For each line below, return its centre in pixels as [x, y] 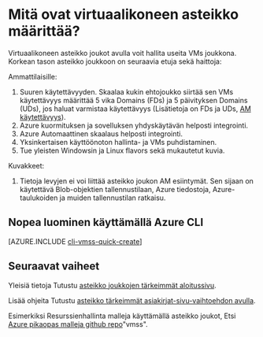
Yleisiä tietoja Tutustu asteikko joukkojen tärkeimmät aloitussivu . [112, 285]
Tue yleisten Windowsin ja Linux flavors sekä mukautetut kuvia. [122, 150]
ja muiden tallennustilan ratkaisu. [113, 198]
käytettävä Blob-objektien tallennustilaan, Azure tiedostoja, [115, 189]
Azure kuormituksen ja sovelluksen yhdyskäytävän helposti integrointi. [134, 125]
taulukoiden [39, 198]
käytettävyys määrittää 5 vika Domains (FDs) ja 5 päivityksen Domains [133, 100]
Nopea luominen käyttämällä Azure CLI [106, 222]
